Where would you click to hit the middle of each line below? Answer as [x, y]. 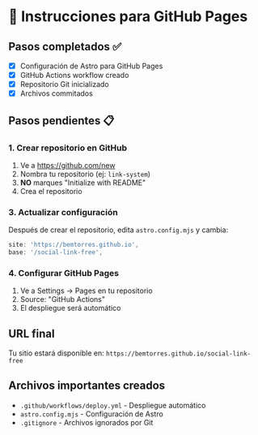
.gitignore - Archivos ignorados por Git [87, 422]
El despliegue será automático [70, 308]
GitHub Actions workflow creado [74, 75]
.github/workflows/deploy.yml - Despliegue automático [113, 405]
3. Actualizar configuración [63, 212]
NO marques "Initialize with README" [83, 183]
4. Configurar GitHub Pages [64, 273]
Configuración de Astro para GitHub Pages [91, 66]
